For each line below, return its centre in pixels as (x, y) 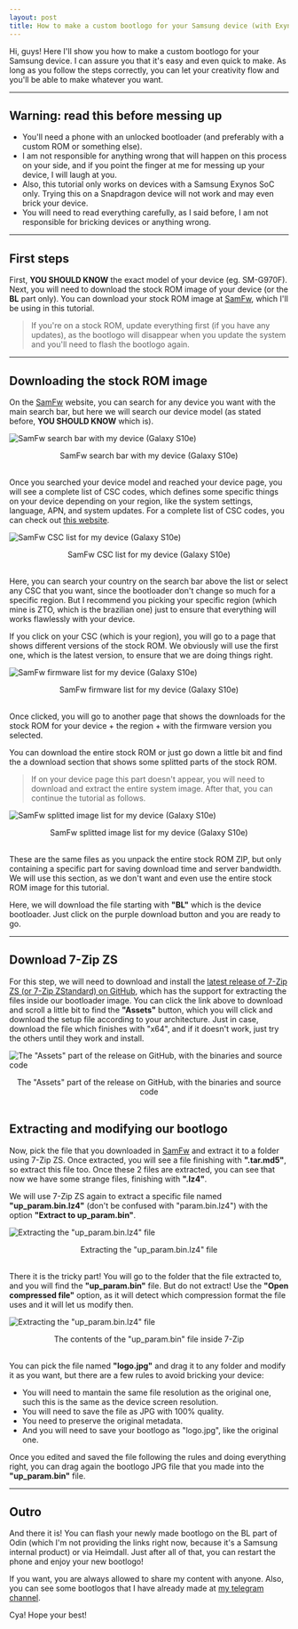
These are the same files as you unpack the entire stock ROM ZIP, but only (145, 859)
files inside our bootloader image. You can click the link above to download (146, 1000)
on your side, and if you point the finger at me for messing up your (143, 165)
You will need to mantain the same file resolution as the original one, (147, 1392)
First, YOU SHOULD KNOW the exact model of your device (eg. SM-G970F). (149, 280)
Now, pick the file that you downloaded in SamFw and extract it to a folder (144, 1150)
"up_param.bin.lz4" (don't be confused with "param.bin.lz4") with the (139, 1206)
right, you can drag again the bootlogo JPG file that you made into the (137, 1466)
